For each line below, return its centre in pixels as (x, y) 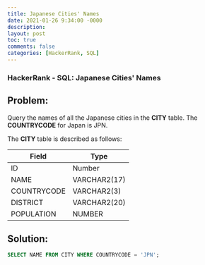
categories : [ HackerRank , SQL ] (53, 54)
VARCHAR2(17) (99, 179)
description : (27, 27)
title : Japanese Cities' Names (53, 14)
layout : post (27, 33)
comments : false (31, 47)
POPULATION (34, 214)
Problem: (28, 100)
